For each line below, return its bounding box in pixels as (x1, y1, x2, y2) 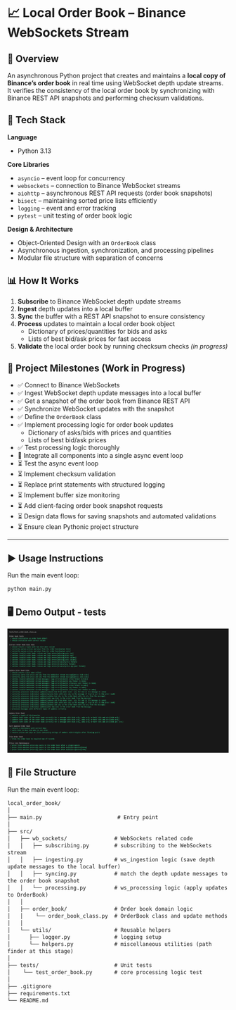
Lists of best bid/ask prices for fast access (27, 335, 152, 343)
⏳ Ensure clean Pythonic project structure (17, 523, 139, 531)
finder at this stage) (7, 947, 74, 954)
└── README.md (7, 997, 49, 1004)
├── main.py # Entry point (7, 813, 159, 821)
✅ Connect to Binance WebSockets (17, 381, 120, 389)
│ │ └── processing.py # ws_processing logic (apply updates (7, 884, 228, 891)
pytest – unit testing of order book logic (17, 211, 133, 220)
